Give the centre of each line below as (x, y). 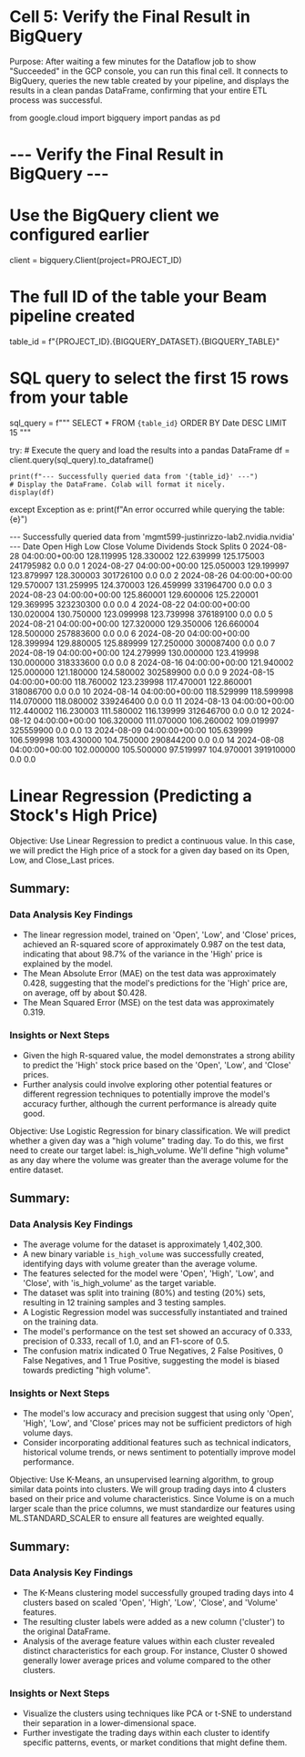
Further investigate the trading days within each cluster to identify (146, 1732)
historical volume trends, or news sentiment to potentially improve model (159, 1452)
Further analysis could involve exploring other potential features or (147, 1084)
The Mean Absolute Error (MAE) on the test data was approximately (149, 973)
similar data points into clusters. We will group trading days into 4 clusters (148, 1489)
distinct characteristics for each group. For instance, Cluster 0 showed (155, 1650)
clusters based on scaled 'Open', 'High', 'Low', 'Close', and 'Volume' (150, 1602)
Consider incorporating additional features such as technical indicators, (157, 1442)
